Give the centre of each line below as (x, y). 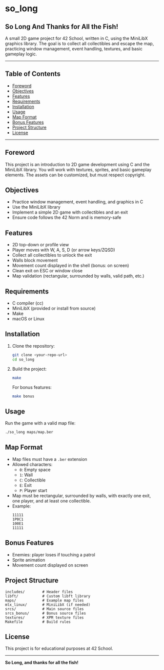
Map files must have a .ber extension (50, 459)
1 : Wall (26, 475)
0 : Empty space (35, 469)
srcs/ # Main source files (44, 609)
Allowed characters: (32, 464)
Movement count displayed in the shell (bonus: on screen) (71, 265)
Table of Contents (33, 74)
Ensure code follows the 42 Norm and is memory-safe (67, 217)
